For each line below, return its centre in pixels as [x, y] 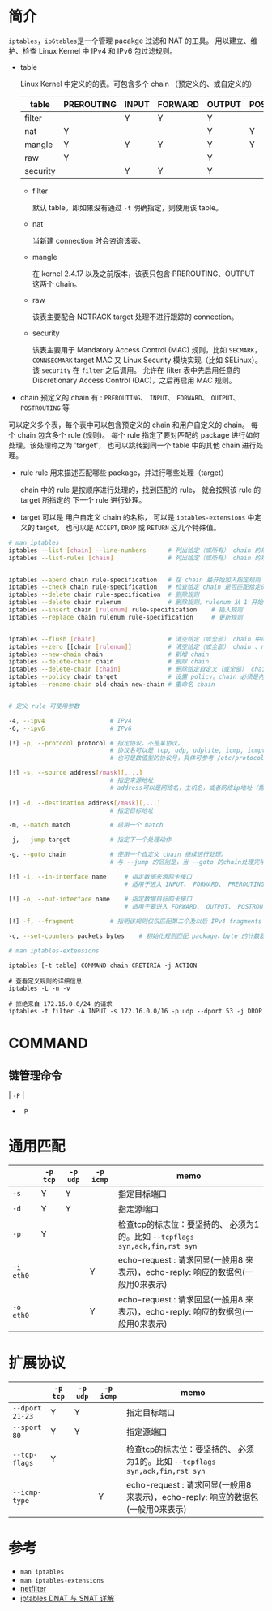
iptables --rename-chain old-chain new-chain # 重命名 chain [112, 685]
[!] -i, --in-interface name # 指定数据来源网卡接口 [100, 877]
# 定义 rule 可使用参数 [44, 706]
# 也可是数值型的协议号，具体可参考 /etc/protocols [189, 758]
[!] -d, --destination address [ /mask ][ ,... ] [85, 803]
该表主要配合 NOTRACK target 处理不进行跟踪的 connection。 [135, 317]
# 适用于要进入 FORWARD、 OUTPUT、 [179, 906]
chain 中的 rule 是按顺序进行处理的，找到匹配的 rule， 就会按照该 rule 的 [140, 490]
